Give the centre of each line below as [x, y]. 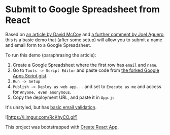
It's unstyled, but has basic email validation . [51, 107]
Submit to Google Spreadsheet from [82, 9]
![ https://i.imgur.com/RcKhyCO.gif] [41, 117]
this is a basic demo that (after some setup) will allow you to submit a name [84, 40]
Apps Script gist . [30, 75]
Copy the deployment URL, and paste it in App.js [64, 97]
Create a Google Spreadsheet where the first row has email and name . [85, 65]
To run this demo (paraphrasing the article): [51, 55]
